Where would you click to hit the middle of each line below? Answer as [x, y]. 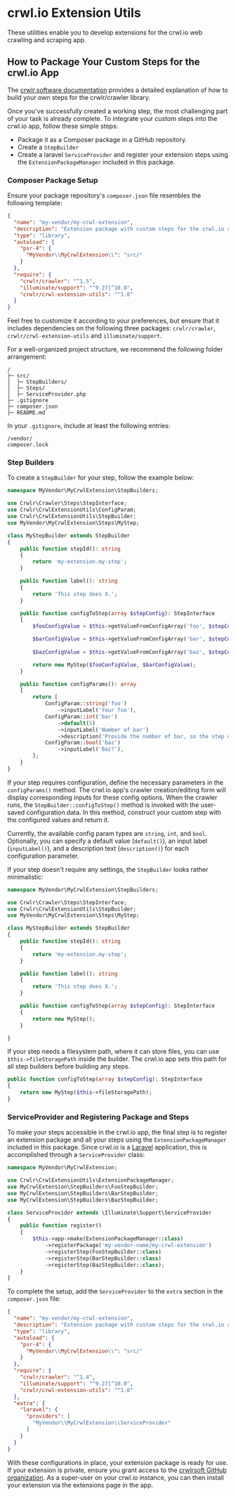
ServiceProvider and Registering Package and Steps [98, 1117]
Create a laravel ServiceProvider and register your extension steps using [123, 154]
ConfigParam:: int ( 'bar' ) [81, 716]
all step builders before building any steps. [69, 1066]
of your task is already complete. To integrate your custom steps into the [112, 118]
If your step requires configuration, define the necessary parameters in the [115, 782]
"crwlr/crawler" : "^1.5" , [58, 281]
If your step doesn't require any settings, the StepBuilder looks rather [108, 869]
